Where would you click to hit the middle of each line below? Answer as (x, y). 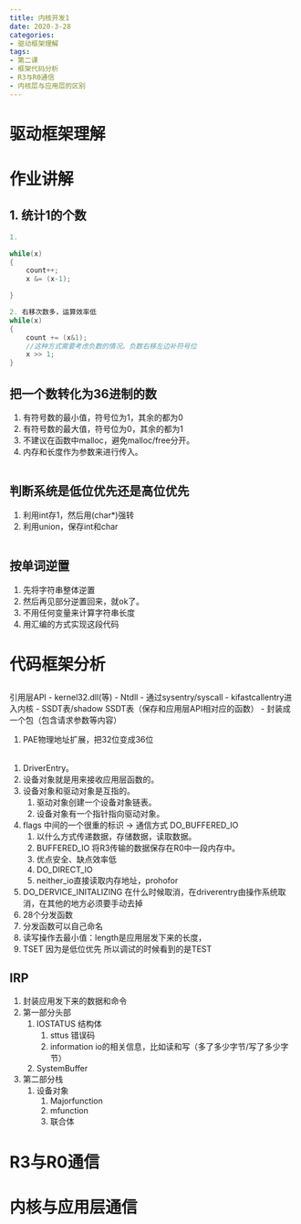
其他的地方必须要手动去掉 (95, 903)
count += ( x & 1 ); (57, 338)
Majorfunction (76, 1101)
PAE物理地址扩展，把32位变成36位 (88, 740)
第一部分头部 (47, 1013)
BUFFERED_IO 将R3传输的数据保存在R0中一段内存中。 (138, 848)
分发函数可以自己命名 (62, 926)
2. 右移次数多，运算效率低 (53, 312)
